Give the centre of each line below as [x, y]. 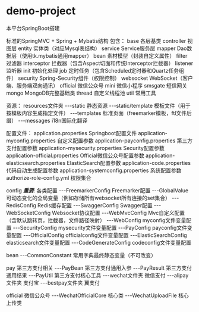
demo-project [41, 11]
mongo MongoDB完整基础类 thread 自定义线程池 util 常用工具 [81, 93]
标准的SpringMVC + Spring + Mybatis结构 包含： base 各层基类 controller [96, 40]
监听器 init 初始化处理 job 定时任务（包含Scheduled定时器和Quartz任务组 [95, 70]
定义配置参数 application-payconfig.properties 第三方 [127, 141]
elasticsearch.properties [36, 163]
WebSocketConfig [29, 213]
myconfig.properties [31, 141]
